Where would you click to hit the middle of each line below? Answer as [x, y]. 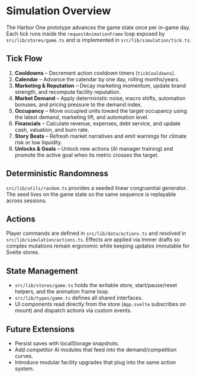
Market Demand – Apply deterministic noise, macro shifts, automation [100, 98]
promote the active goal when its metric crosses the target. [87, 155]
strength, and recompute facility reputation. [68, 92]
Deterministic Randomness [57, 174]
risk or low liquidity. [38, 142]
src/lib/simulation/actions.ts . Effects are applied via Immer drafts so [93, 240]
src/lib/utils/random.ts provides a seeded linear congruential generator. [97, 188]
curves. [24, 356]
